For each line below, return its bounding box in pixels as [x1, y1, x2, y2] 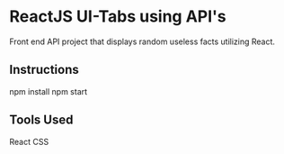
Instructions [9, 62, 79, 77]
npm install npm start [9, 86, 88, 96]
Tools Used [9, 113, 74, 128]
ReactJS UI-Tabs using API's [9, 6, 226, 27]
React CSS [9, 136, 49, 147]
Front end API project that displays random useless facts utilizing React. [9, 36, 276, 47]
